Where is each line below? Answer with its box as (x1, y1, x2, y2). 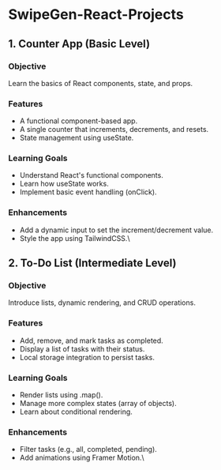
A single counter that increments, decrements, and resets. (19, 125, 209, 134)
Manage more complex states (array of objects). (19, 399, 177, 408)
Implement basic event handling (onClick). (19, 187, 157, 197)
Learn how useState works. (19, 179, 109, 189)
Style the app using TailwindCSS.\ (19, 233, 130, 243)
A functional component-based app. (19, 116, 138, 126)
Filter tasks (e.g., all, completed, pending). (19, 445, 158, 454)
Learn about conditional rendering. (19, 407, 133, 416)
